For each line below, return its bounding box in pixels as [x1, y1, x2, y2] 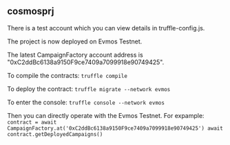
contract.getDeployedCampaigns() [7, 130, 103, 137]
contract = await [7, 119, 57, 126]
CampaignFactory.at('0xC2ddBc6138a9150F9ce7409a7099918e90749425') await [7, 124, 224, 132]
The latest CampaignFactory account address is [7, 50, 143, 59]
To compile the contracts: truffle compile [7, 71, 127, 79]
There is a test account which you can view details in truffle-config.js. [7, 23, 205, 32]
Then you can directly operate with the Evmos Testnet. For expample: [7, 111, 205, 119]
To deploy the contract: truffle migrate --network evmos [7, 84, 171, 93]
